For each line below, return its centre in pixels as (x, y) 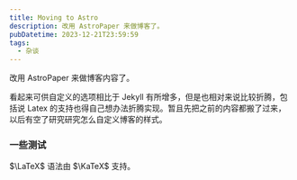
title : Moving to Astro (54, 18)
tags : (19, 43)
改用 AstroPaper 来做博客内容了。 (72, 78)
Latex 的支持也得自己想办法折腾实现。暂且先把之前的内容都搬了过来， (156, 108)
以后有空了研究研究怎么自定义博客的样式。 (88, 120)
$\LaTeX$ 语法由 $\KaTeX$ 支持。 (72, 166)
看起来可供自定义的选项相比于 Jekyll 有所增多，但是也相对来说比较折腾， (145, 97)
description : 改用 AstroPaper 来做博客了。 (87, 26)
